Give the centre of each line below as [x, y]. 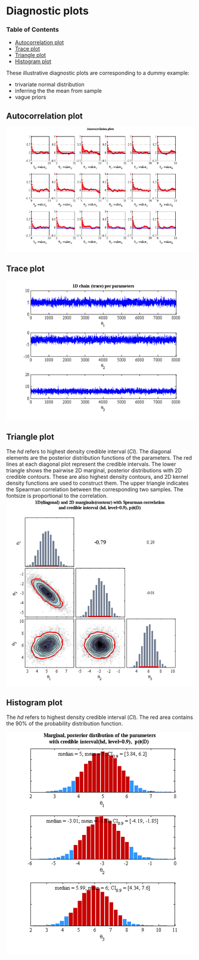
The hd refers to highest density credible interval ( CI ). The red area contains [100, 717]
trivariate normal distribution [49, 85]
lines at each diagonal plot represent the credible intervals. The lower [91, 464]
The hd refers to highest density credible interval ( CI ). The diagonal [89, 451]
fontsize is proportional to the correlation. [57, 495]
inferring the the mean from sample [58, 91]
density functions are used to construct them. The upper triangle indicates [97, 483]
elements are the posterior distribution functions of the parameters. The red [99, 457]
